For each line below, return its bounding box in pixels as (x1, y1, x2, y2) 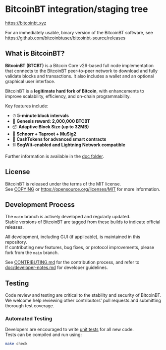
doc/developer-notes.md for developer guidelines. (5, 264, 108, 270)
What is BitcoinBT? (5, 49, 65, 58)
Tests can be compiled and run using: (5, 332, 82, 338)
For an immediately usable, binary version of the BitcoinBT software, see (5, 29, 153, 35)
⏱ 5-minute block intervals (12, 112, 69, 118)
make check (5, 342, 28, 347)
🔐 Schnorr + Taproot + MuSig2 (12, 131, 77, 137)
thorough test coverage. (5, 303, 55, 309)
